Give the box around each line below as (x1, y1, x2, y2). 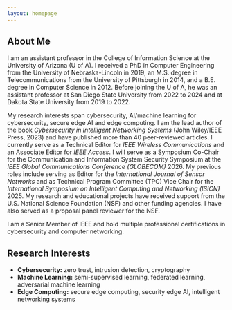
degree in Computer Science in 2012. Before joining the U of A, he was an (7, 84, 217, 92)
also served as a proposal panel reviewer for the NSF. (7, 206, 161, 215)
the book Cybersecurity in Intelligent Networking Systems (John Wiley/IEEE (7, 126, 222, 135)
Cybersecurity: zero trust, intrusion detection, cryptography (17, 266, 190, 274)
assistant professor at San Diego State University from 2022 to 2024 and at (7, 90, 223, 99)
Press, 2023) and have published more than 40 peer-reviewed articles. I (7, 133, 213, 142)
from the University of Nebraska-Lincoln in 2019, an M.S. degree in (7, 68, 199, 77)
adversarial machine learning (17, 280, 100, 289)
